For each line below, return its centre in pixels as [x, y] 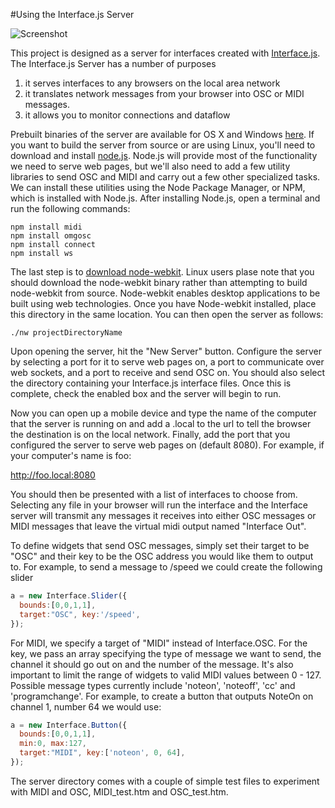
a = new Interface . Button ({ [69, 725]
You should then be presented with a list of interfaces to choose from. [154, 494]
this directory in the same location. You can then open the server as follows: [167, 314]
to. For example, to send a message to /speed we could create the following [166, 567]
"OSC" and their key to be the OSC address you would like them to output [162, 556]
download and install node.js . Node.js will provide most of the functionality [164, 155]
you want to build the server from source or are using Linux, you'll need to [163, 145]
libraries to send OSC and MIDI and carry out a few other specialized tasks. [165, 177]
